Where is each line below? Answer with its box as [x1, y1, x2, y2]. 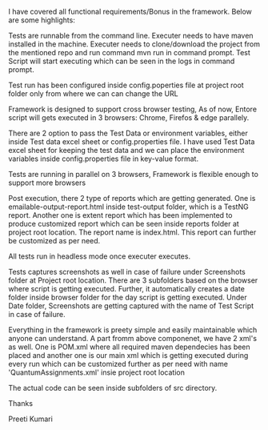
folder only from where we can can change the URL [8, 89, 178, 98]
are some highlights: [8, 15, 76, 25]
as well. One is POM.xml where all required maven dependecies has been [8, 342, 250, 352]
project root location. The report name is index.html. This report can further [8, 227, 257, 237]
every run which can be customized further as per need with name [8, 360, 228, 368]
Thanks [8, 399, 34, 408]
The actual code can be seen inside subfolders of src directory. [8, 384, 218, 392]
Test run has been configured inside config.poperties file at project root [8, 80, 244, 90]
